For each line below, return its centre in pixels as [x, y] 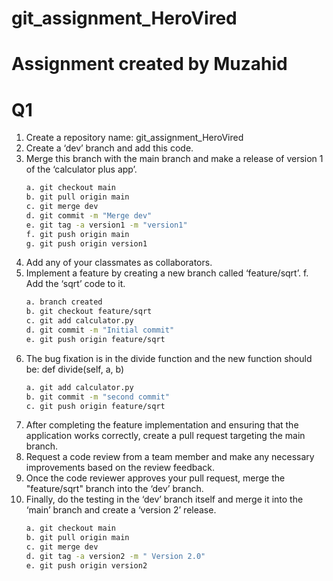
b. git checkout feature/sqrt [89, 312]
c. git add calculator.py [79, 321]
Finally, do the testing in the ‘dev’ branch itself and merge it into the [164, 499]
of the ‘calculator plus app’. [81, 169]
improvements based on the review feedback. [120, 468]
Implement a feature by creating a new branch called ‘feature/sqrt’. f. [167, 273]
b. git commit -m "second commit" [97, 397]
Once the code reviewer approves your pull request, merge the [155, 478]
